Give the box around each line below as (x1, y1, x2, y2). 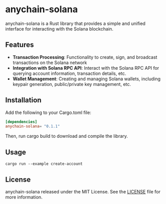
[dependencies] (5, 119, 38, 124)
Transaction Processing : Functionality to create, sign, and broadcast (12, 54, 157, 60)
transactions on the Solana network (12, 60, 87, 66)
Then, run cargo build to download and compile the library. (5, 133, 128, 139)
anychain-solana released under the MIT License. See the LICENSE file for (5, 188, 161, 194)
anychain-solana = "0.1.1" (5, 124, 60, 129)
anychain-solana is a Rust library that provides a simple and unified (5, 20, 146, 26)
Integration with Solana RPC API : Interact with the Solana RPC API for (12, 65, 159, 71)
